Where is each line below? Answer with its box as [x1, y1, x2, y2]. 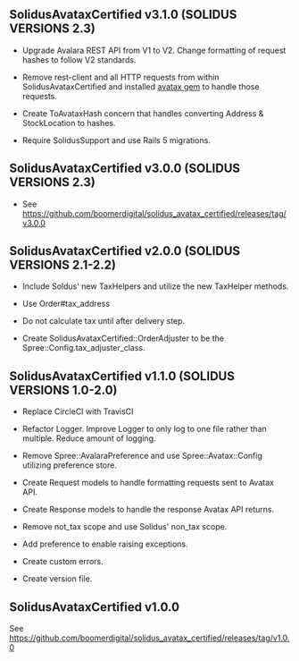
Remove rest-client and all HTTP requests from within [21, 72, 220, 82]
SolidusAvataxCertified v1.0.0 [9, 599, 180, 614]
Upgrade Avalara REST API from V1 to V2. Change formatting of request [21, 45, 287, 55]
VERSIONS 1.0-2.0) [9, 382, 118, 397]
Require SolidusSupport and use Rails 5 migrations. [21, 134, 212, 146]
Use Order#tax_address [21, 299, 110, 309]
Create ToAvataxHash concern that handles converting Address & [21, 107, 264, 119]
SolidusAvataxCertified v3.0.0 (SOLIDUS [9, 161, 241, 176]
